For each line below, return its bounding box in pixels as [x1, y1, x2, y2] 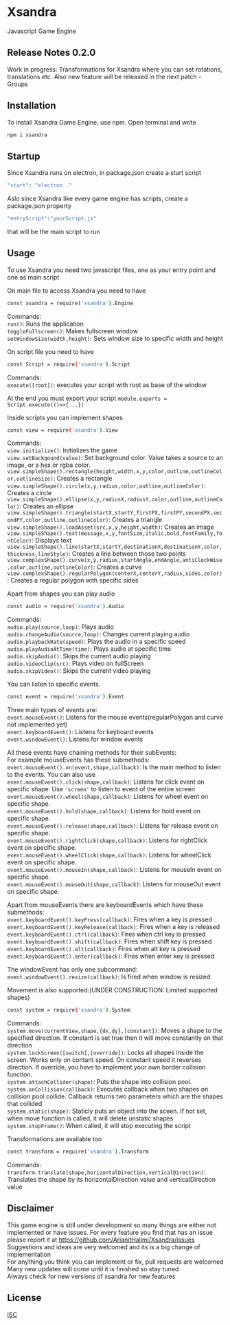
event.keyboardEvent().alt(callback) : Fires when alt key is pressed [7, 945, 200, 953]
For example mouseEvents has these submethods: [7, 755, 150, 764]
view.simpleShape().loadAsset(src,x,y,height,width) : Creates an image [7, 523, 214, 531]
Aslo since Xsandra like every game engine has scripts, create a [7, 194, 189, 203]
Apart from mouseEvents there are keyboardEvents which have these [7, 901, 204, 909]
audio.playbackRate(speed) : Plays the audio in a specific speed [7, 638, 186, 646]
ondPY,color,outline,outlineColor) [7, 517, 109, 524]
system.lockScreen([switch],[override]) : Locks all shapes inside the [7, 1048, 204, 1057]
